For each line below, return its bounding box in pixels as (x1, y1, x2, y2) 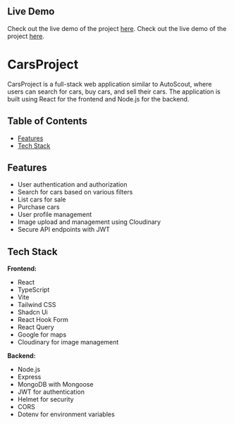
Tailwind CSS (17, 301, 56, 309)
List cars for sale (17, 195, 66, 204)
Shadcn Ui (17, 308, 48, 316)
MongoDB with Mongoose (17, 380, 94, 389)
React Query (17, 323, 54, 332)
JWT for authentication (17, 387, 85, 397)
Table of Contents (7, 116, 88, 127)
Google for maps (17, 330, 67, 339)
